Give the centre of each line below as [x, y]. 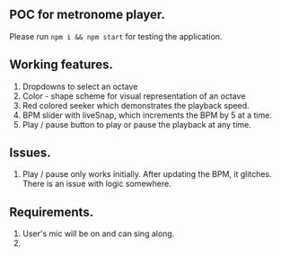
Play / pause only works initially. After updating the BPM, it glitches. [147, 174]
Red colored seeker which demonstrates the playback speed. [136, 105]
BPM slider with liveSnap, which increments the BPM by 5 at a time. [147, 115]
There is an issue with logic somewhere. [97, 184]
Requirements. [52, 212]
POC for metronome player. [88, 15]
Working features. [61, 65]
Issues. [30, 153]
